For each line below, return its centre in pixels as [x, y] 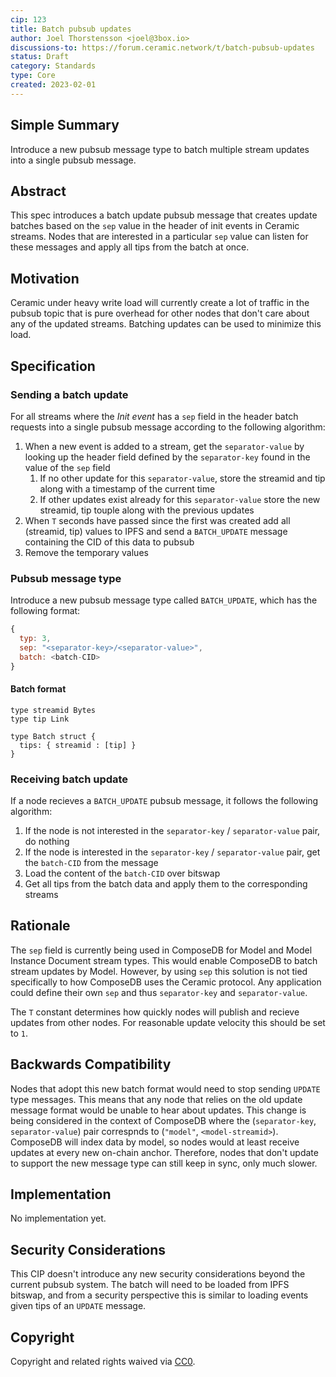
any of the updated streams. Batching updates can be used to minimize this [166, 324]
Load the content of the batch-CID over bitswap [122, 873]
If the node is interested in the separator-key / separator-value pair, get [172, 852]
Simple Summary [65, 125]
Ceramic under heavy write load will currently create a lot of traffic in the [160, 303]
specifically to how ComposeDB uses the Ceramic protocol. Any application [166, 982]
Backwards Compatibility [91, 1064]
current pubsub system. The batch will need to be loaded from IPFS [150, 1285]
